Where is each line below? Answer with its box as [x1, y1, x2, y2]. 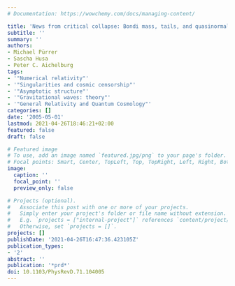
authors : [7, 43, 33, 50]
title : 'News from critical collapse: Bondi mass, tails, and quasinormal [7, 22, 230, 30]
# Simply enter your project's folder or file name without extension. [7, 210, 227, 217]
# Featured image [7, 146, 58, 153]
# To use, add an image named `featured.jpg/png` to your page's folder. [7, 152, 227, 159]
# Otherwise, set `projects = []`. [7, 223, 117, 230]
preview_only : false [13, 184, 73, 192]
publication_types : [7, 242, 64, 250]
